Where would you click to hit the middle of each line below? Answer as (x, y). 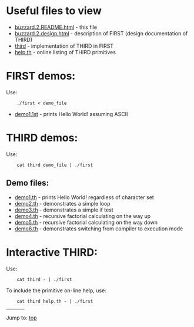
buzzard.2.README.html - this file (56, 27)
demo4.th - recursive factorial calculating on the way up (83, 216)
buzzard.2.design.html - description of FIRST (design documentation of (101, 33)
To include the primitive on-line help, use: (56, 290)
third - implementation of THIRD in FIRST (64, 46)
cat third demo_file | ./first (55, 165)
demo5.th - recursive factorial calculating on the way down (86, 222)
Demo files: (27, 183)
